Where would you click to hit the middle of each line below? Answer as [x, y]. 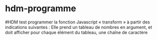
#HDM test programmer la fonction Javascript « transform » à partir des [78, 22]
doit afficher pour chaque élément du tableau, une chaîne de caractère [76, 32]
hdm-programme [41, 9]
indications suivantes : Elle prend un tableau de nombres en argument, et [79, 27]
